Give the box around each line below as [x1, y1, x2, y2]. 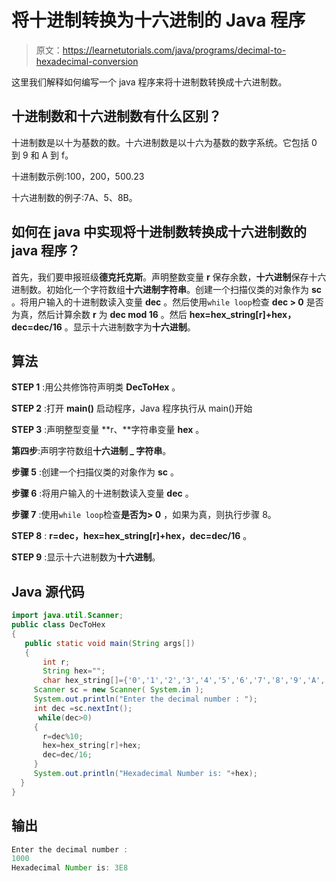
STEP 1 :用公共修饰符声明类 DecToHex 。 [11, 381, 181, 393]
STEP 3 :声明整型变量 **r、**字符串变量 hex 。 [11, 424, 205, 436]
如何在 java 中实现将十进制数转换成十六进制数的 [11, 224, 308, 241]
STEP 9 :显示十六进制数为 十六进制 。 [11, 551, 161, 563]
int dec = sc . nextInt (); [33, 703, 133, 713]
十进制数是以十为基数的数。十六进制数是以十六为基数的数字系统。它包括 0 [11, 136, 318, 148]
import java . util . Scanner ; [11, 611, 124, 621]
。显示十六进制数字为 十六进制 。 [64, 321, 196, 333]
